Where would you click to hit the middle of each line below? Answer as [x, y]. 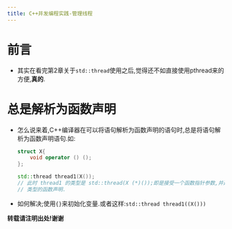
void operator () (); [61, 158]
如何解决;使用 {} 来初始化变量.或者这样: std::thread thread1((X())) [112, 203]
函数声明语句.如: [52, 138]
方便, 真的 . [31, 79]
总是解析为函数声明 [62, 109]
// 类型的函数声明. [41, 189]
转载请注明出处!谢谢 [36, 218]
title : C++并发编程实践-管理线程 [50, 13]
